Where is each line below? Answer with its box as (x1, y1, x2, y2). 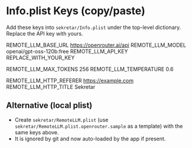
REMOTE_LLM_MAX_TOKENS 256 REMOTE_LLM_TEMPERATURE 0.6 (6, 65, 174, 72)
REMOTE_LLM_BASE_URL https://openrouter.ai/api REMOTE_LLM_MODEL (6, 41, 186, 49)
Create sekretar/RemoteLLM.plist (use (14, 116, 109, 123)
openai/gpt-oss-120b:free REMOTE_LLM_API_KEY (6, 47, 128, 54)
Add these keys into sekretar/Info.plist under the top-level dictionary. (6, 24, 181, 31)
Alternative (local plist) (6, 101, 93, 111)
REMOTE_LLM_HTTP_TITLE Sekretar (6, 83, 96, 90)
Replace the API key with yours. (6, 30, 83, 37)
